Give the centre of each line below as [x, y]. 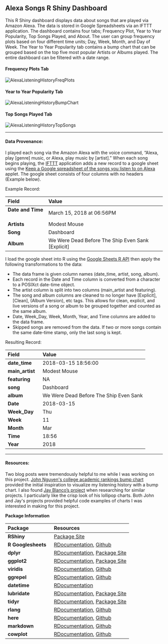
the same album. [29, 311]
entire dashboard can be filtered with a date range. [57, 58]
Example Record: [23, 189]
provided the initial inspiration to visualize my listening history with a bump [82, 484]
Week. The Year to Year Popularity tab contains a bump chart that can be [80, 47]
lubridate [19, 593]
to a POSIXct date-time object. [44, 284]
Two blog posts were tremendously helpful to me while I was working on [80, 474]
